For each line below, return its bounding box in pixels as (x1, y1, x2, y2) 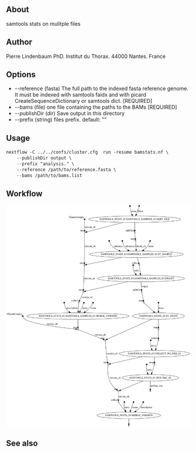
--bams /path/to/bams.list (16, 172, 82, 179)
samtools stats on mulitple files (6, 20, 81, 27)
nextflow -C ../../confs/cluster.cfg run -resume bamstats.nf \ (6, 149, 169, 156)
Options (6, 70, 36, 80)
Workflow (6, 188, 43, 198)
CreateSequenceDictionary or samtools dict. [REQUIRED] (14, 98, 153, 105)
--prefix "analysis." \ (16, 161, 75, 167)
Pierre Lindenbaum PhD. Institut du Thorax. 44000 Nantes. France (6, 53, 166, 60)
